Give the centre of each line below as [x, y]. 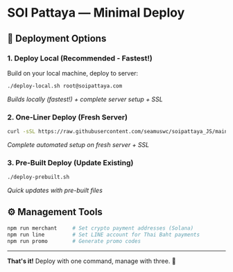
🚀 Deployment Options [57, 39]
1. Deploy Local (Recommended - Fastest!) [80, 58]
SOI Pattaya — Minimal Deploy [96, 13]
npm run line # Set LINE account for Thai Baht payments [103, 235]
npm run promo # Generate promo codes [74, 241]
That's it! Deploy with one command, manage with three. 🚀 [92, 261]
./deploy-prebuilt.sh [38, 177]
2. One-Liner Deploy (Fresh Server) [68, 117]
